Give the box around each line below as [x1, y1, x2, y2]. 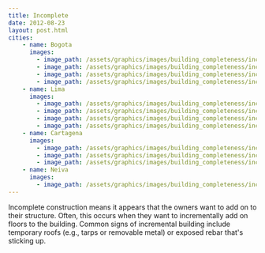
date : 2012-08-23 [8, 19, 65, 27]
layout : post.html [8, 26, 69, 34]
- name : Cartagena [22, 129, 83, 137]
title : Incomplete [8, 11, 69, 20]
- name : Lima [22, 85, 65, 93]
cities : [8, 33, 34, 42]
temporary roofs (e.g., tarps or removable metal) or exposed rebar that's [8, 227, 244, 237]
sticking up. [8, 236, 47, 245]
